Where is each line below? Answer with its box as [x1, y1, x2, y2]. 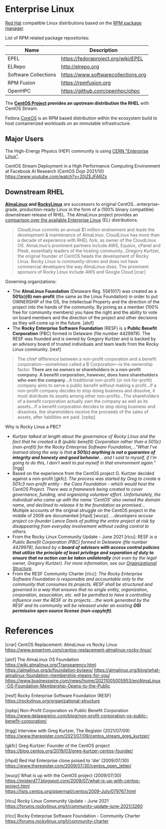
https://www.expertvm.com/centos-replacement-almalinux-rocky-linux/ [5, 646, 152, 652]
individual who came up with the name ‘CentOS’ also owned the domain [12, 496, 161, 503]
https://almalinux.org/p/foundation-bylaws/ [5, 667, 93, 673]
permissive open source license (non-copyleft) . [12, 608, 113, 614]
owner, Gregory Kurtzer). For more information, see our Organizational [12, 560, 157, 566]
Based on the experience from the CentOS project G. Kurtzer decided [12, 470, 155, 476]
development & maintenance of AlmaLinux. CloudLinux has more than [17, 232, 160, 238]
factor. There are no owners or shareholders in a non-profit [17, 367, 141, 372]
